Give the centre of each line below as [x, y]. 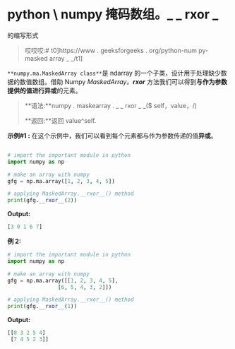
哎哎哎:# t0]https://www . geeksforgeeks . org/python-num [111, 50]
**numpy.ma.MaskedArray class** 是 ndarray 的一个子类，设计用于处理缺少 [114, 73]
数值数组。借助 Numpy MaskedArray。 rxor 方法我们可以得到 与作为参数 [123, 81]
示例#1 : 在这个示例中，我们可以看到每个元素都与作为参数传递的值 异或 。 [112, 136]
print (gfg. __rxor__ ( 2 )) [42, 201]
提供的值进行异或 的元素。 [44, 90]
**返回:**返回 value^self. [60, 120]
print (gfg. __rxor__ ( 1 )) [42, 307]
